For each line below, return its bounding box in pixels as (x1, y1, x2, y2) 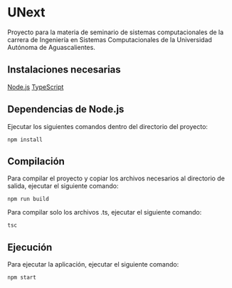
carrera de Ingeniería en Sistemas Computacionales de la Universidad (7, 35, 212, 43)
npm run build (7, 195, 50, 203)
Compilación (7, 155, 65, 168)
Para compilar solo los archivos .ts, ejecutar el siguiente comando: (7, 208, 202, 217)
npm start (7, 274, 37, 282)
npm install (7, 136, 43, 143)
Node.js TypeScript (7, 83, 64, 91)
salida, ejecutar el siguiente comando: (7, 182, 119, 190)
